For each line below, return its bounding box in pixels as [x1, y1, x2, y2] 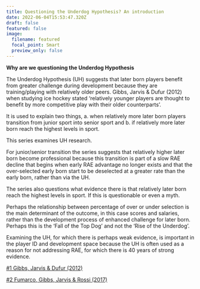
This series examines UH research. [6, 137, 93, 144]
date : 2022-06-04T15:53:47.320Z [6, 14, 87, 20]
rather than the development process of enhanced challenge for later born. [6, 216, 191, 223]
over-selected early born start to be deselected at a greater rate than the [6, 167, 185, 174]
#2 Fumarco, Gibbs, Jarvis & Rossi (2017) [6, 276, 107, 283]
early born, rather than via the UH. [6, 174, 91, 181]
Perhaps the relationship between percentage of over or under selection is [6, 203, 189, 210]
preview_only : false [11, 48, 63, 54]
